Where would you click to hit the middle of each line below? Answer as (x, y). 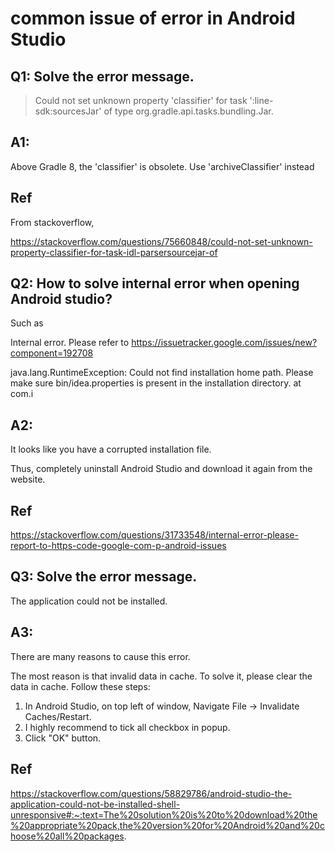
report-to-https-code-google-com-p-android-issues (118, 546)
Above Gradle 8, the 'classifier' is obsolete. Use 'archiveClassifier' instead (162, 166)
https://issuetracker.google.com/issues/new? (224, 343)
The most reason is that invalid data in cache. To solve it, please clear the (161, 676)
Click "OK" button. (63, 738)
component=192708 (52, 353)
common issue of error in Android (153, 18)
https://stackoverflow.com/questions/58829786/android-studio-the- (151, 793)
